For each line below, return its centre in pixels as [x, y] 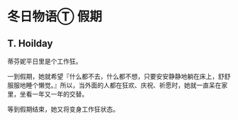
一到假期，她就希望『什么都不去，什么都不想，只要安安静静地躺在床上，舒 [116, 76]
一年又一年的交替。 [60, 94]
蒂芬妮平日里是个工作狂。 [45, 61]
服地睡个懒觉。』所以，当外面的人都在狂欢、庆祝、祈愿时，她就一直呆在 [117, 85]
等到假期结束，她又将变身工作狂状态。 [63, 109]
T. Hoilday [30, 43]
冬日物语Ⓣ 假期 [55, 17]
